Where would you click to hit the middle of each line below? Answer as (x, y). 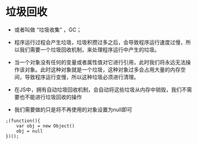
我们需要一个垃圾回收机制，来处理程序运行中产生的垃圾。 (90, 49)
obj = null (30, 131)
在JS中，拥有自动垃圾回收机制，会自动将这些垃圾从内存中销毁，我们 (98, 89)
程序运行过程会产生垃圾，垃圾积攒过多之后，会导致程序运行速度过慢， (100, 42)
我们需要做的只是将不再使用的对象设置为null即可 (73, 109)
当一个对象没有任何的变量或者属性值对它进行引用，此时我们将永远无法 (100, 62)
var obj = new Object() (46, 126)
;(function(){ (23, 121)
